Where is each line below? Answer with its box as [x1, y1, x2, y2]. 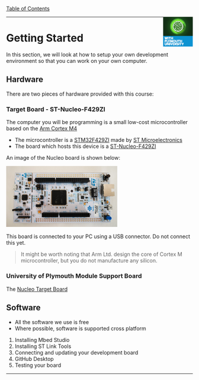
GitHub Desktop [14, 355, 54, 362]
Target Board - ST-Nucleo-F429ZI [6, 105, 105, 113]
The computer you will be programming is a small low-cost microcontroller [6, 119, 188, 126]
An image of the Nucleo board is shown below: [6, 154, 120, 161]
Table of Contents [6, 5, 50, 12]
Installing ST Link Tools [14, 343, 72, 350]
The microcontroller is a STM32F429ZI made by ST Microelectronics [14, 137, 182, 144]
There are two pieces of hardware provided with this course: [6, 90, 154, 97]
